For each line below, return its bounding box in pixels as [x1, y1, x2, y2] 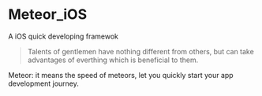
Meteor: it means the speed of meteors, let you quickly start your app [8, 70, 234, 79]
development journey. [8, 79, 79, 88]
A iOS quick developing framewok [8, 31, 119, 41]
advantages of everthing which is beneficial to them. [27, 55, 199, 65]
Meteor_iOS [8, 6, 88, 24]
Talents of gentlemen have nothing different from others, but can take [27, 46, 254, 56]
